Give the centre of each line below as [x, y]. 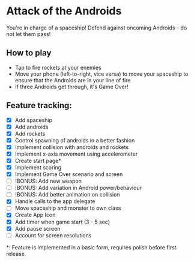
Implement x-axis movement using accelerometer [76, 154]
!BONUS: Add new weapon [48, 181]
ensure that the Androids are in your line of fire [73, 80]
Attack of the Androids [64, 11]
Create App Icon [35, 215]
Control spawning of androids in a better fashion [75, 140]
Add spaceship [34, 120]
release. [16, 254]
